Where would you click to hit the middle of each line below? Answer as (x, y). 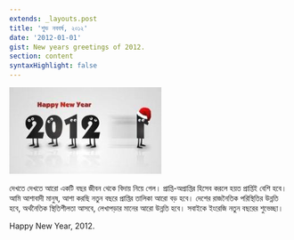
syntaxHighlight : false (53, 66)
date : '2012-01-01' (45, 37)
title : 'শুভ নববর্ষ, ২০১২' (49, 28)
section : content (41, 56)
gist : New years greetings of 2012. (77, 47)
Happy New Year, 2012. (52, 226)
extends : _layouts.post (53, 19)
